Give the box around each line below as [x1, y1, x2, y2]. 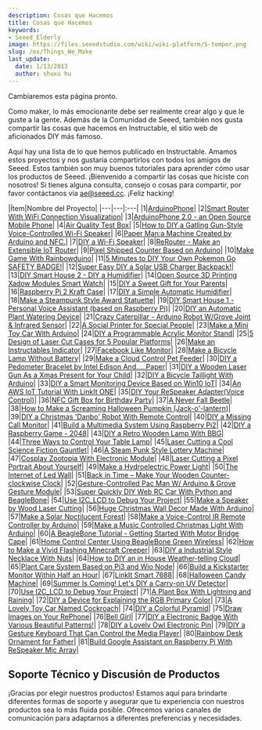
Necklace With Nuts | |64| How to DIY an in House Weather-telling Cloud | [8, 554, 241, 563]
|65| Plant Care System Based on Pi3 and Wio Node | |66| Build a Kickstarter [8, 561, 249, 571]
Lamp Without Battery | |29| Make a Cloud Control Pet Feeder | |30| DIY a [8, 354, 237, 363]
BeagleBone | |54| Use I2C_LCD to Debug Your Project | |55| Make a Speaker [8, 495, 249, 504]
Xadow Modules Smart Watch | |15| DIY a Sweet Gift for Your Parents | [8, 278, 228, 288]
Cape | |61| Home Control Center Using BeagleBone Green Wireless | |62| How [8, 536, 254, 546]
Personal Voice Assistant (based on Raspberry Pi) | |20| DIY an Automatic [8, 303, 242, 313]
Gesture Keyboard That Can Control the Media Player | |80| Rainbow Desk [8, 628, 243, 637]
